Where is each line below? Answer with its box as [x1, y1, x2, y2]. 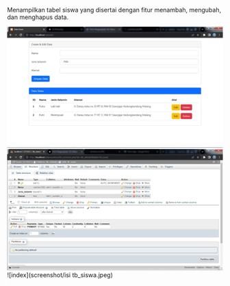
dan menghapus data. [7, 13, 69, 21]
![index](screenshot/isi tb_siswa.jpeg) [7, 271, 113, 279]
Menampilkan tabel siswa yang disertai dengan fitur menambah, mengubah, [7, 6, 221, 14]
